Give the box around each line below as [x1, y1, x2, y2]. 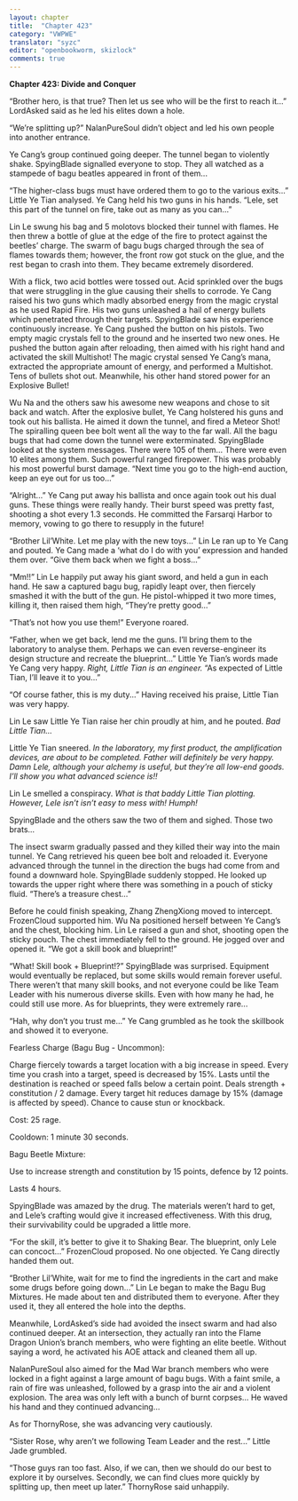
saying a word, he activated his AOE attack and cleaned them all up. [9, 1346, 257, 1357]
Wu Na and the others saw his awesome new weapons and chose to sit [9, 397, 271, 408]
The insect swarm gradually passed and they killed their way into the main [9, 841, 281, 852]
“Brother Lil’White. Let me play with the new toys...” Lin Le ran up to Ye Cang [9, 536, 289, 546]
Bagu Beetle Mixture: [9, 1149, 86, 1159]
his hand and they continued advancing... [9, 1402, 161, 1412]
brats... [9, 824, 35, 835]
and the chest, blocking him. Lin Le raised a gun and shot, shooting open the [9, 925, 289, 935]
